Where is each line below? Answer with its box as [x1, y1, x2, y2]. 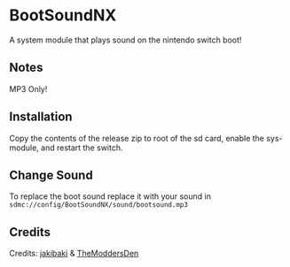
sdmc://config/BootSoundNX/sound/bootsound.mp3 [9, 201, 189, 210]
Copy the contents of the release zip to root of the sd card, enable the [9, 133, 264, 143]
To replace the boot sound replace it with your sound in [9, 191, 211, 202]
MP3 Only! [9, 83, 48, 94]
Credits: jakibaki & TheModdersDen [9, 248, 139, 259]
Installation [9, 110, 73, 125]
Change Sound [9, 167, 93, 182]
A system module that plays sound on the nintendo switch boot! [9, 34, 242, 45]
